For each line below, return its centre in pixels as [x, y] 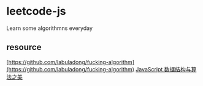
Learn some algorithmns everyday [50, 28]
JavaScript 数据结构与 [163, 69]
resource [24, 47]
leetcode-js [36, 11]
